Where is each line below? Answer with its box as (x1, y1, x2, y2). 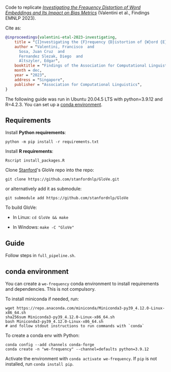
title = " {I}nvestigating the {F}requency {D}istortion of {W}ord (14, 39, 158, 45)
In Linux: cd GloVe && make (12, 214, 69, 221)
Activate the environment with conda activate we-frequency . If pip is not (5, 355, 157, 361)
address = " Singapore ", (14, 77, 65, 82)
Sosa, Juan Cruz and (18, 49, 65, 54)
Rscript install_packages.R (5, 158, 65, 163)
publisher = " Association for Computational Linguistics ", (14, 82, 142, 87)
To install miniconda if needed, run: (5, 296, 79, 302)
